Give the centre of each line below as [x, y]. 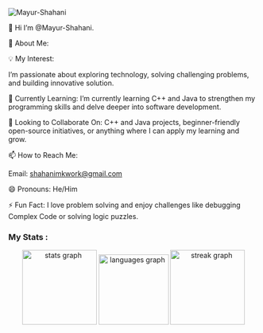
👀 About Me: [29, 43]
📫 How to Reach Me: [43, 155]
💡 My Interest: [31, 59]
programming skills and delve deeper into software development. [115, 107]
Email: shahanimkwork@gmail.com [66, 174]
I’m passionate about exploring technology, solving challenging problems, [129, 74]
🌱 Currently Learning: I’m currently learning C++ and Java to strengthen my [132, 98]
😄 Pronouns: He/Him [43, 189]
